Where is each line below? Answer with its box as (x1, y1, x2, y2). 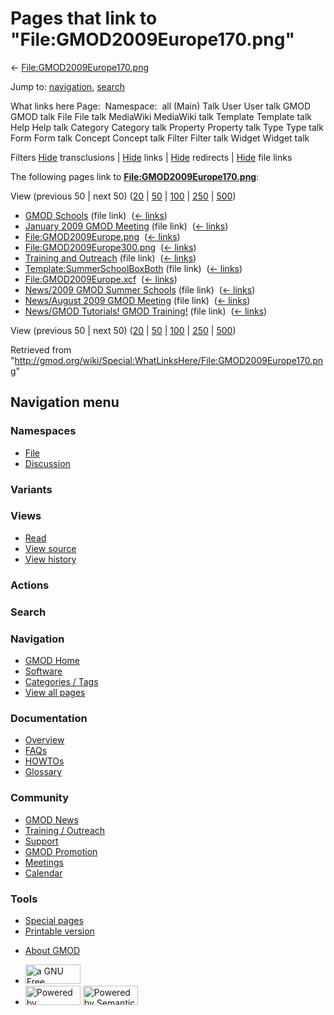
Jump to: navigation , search (10, 80, 125, 92)
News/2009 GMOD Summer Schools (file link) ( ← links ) (24, 283, 256, 296)
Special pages (24, 914, 84, 926)
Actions (10, 578, 50, 592)
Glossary (24, 766, 63, 778)
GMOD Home (24, 654, 80, 666)
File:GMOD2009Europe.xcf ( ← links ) (24, 273, 178, 285)
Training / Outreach (24, 824, 106, 836)
